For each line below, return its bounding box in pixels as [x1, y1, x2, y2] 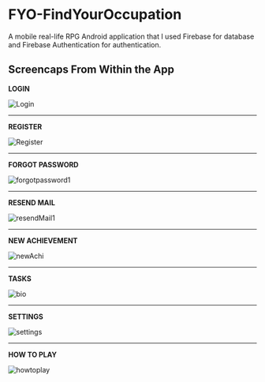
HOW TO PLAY [8, 350, 58, 359]
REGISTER [8, 122, 43, 131]
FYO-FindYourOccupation [8, 6, 182, 24]
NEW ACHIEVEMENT [8, 235, 78, 245]
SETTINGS [8, 312, 43, 321]
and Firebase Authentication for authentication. [8, 39, 162, 49]
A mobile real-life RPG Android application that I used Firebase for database [8, 32, 255, 41]
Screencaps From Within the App [8, 63, 175, 77]
